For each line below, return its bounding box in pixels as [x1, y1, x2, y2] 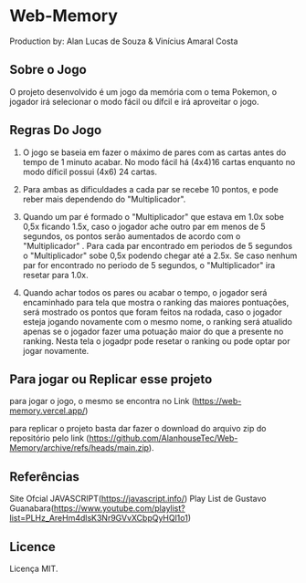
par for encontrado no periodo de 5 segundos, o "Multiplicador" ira [22, 259, 276, 270]
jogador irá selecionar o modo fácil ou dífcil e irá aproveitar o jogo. [9, 96, 259, 107]
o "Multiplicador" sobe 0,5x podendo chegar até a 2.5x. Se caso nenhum [22, 250, 298, 261]
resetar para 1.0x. [22, 269, 89, 280]
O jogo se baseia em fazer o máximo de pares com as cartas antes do [22, 147, 287, 158]
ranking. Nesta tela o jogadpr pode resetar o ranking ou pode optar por [22, 335, 290, 347]
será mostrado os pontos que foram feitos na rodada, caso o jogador [22, 307, 283, 318]
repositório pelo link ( [9, 432, 90, 443]
